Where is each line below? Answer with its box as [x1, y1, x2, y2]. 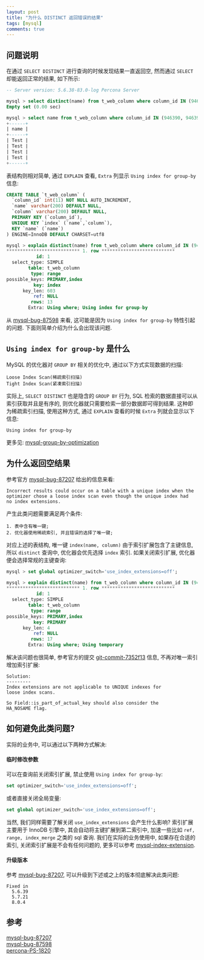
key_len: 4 [22, 625, 50, 631]
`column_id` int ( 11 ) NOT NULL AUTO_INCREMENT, [12, 197, 132, 204]
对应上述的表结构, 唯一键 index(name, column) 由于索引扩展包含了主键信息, [6, 541, 193, 549]
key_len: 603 [22, 288, 56, 294]
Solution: [6, 674, 32, 680]
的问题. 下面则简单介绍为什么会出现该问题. [6, 324, 112, 332]
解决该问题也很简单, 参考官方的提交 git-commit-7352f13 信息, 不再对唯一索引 [6, 653, 199, 661]
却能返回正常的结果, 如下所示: [6, 75, 81, 82]
